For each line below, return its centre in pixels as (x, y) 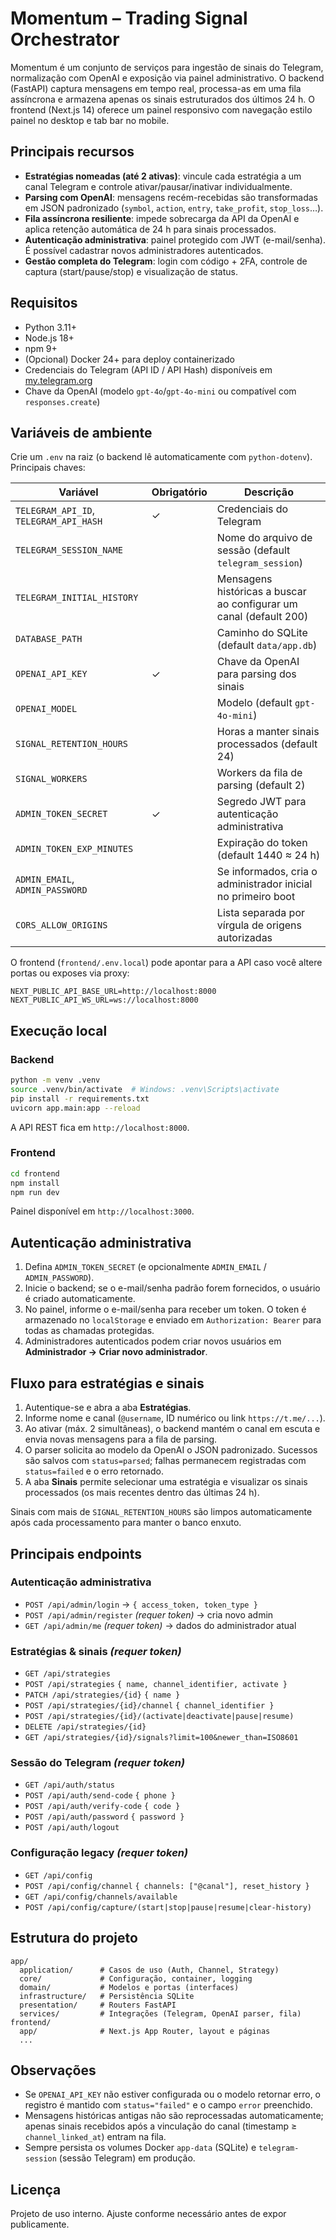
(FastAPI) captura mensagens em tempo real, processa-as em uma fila (156, 88)
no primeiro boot (256, 897)
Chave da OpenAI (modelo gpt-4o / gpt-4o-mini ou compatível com (160, 391)
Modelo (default (254, 703)
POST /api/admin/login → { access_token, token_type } (141, 1604)
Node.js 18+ (49, 338)
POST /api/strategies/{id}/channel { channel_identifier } (149, 1706)
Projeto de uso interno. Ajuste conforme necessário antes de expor (148, 2214)
